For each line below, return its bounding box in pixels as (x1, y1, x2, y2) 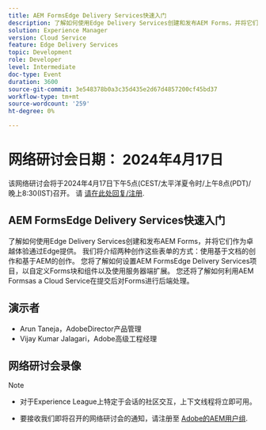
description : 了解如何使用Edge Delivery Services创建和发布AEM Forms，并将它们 (8, 19, 259, 27)
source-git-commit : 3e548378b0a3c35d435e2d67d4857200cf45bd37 (8, 85, 218, 93)
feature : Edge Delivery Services (8, 41, 119, 49)
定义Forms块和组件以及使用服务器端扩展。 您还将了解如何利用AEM (35, 266, 254, 276)
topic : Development (8, 48, 73, 56)
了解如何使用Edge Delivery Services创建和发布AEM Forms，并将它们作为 (8, 236, 247, 245)
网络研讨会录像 (8, 359, 82, 372)
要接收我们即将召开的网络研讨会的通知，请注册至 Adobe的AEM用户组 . (19, 413, 248, 424)
